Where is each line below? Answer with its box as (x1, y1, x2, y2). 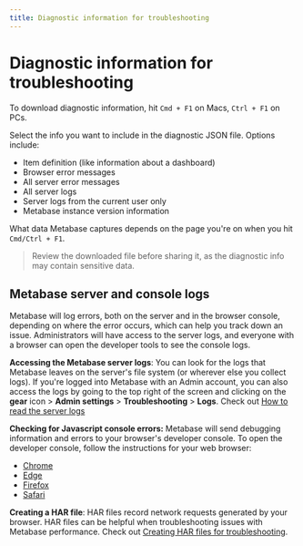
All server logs (22, 186, 77, 197)
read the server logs (9, 406, 86, 417)
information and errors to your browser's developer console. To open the (9, 433, 283, 444)
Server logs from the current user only (22, 195, 167, 206)
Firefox (22, 479, 50, 490)
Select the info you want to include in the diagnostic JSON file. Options (9, 129, 276, 140)
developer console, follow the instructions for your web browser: (9, 443, 252, 454)
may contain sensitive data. (31, 260, 135, 271)
